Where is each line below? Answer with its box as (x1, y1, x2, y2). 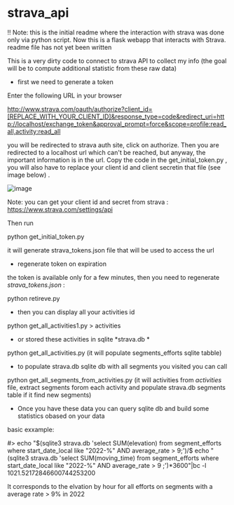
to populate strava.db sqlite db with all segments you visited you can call (17, 362, 228, 370)
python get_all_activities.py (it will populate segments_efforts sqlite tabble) (7, 349, 222, 357)
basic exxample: (7, 425, 55, 433)
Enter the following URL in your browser (7, 91, 123, 100)
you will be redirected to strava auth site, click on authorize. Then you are (7, 140, 219, 149)
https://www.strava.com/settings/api (7, 205, 113, 213)
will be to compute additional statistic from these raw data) (7, 64, 177, 72)
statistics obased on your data (17, 412, 105, 420)
